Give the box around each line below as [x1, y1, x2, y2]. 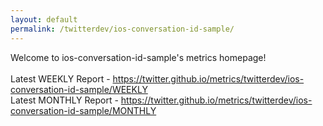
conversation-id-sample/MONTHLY [10, 104, 157, 116]
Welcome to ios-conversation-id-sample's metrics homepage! [10, 51, 267, 63]
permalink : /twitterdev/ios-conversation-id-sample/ [10, 24, 235, 34]
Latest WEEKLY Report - [10, 72, 111, 85]
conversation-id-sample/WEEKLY [10, 83, 148, 95]
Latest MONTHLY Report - [10, 94, 119, 106]
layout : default [10, 14, 78, 25]
